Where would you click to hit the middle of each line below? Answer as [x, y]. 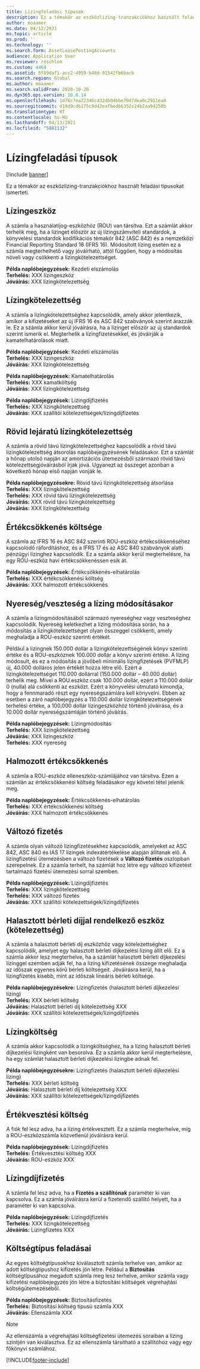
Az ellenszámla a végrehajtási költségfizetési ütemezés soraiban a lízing [95, 1336]
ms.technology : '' [29, 45]
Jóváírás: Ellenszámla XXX [39, 1312]
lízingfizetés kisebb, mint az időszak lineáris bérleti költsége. [80, 976]
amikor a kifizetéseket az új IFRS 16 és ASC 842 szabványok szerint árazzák [99, 321]
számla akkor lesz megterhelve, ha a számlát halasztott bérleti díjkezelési [96, 957]
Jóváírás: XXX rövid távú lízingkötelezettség [61, 502]
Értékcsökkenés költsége [54, 527]
